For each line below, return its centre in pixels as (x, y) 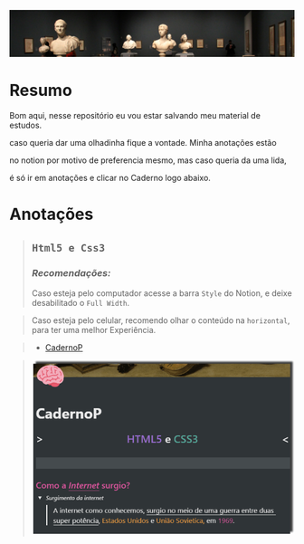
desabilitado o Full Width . (80, 302)
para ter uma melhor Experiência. (94, 329)
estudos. (26, 125)
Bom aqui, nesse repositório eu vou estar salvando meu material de (135, 115)
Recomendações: (71, 273)
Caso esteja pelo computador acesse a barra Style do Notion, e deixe (161, 293)
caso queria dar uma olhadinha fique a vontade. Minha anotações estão (143, 142)
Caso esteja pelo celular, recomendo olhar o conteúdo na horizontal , (161, 320)
